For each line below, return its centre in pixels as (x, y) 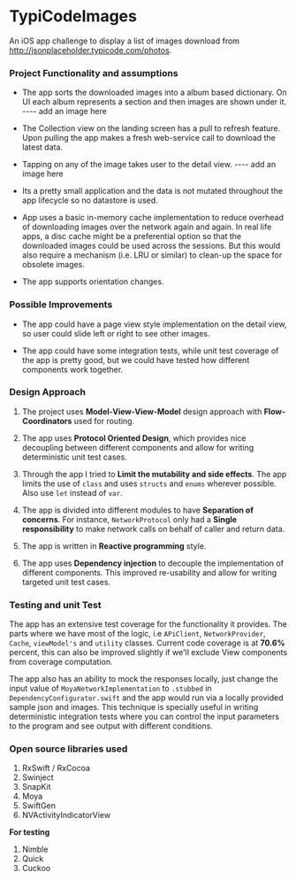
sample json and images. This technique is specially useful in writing (134, 707)
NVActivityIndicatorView (66, 815)
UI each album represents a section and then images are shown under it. (154, 102)
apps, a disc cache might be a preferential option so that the (131, 236)
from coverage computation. (61, 662)
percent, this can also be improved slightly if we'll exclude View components (148, 652)
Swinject (38, 777)
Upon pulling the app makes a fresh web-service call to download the (148, 138)
